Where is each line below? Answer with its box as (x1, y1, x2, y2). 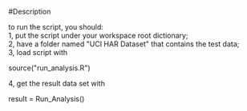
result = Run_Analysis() (8, 94, 85, 103)
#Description (8, 7, 51, 16)
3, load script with (8, 48, 68, 57)
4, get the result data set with (8, 79, 106, 88)
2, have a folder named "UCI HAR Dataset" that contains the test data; (8, 39, 240, 49)
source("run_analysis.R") (8, 63, 91, 73)
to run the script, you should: (8, 22, 104, 31)
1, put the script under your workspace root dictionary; (8, 31, 188, 40)
